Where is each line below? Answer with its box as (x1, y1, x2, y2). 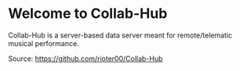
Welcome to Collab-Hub (8, 5, 168, 23)
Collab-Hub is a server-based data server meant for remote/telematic (8, 30, 233, 40)
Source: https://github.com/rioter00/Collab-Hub (8, 54, 163, 63)
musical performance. (8, 38, 80, 48)
